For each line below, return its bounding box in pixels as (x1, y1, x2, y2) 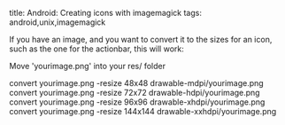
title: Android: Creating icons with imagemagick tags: (9, 8, 202, 18)
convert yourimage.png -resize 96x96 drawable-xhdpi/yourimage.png (9, 97, 266, 107)
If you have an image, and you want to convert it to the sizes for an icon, (9, 35, 273, 44)
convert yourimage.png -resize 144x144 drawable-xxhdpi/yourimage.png (9, 106, 277, 116)
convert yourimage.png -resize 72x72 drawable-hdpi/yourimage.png (9, 88, 260, 98)
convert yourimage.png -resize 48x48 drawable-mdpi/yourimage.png (9, 78, 264, 88)
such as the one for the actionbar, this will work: (9, 43, 184, 54)
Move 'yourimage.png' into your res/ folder (9, 61, 166, 71)
